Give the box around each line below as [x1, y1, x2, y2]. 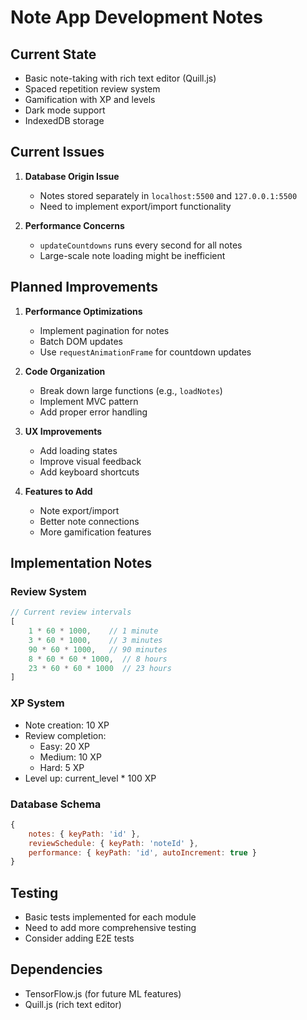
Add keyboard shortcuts [39, 466, 140, 478]
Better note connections [39, 515, 140, 527]
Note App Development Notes [10, 6, 263, 29]
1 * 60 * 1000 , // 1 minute [28, 626, 159, 636]
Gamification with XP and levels [24, 94, 156, 105]
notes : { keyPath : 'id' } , [28, 829, 141, 839]
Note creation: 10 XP [24, 719, 110, 731]
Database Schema [10, 797, 102, 811]
